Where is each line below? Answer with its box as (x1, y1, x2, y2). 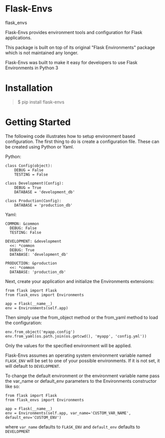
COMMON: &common (5, 221, 39, 226)
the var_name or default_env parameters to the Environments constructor (5, 378, 157, 384)
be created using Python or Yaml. (5, 143, 74, 150)
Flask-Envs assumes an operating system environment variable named (5, 352, 151, 358)
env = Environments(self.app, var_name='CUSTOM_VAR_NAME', (5, 410, 131, 415)
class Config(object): (5, 163, 53, 168)
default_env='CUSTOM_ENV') (5, 415, 62, 420)
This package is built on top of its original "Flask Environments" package (5, 44, 155, 50)
